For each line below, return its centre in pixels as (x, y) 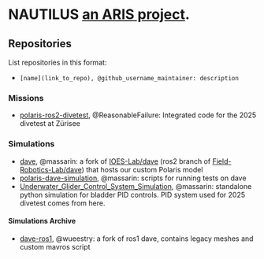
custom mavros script (55, 246)
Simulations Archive (42, 221)
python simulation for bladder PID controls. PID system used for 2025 (132, 194)
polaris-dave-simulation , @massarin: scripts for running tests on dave (133, 178)
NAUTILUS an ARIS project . (99, 15)
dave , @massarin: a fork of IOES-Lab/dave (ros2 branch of (115, 161)
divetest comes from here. (62, 203)
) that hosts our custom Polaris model (142, 169)
